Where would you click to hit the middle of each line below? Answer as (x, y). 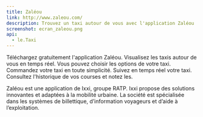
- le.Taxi (24, 40)
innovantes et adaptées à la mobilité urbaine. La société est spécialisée (95, 95)
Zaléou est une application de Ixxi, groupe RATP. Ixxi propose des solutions (101, 88)
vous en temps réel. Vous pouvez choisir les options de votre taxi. (89, 64)
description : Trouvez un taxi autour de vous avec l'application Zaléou (100, 23)
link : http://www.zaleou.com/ (45, 18)
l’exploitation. (23, 108)
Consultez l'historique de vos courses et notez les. (70, 77)
